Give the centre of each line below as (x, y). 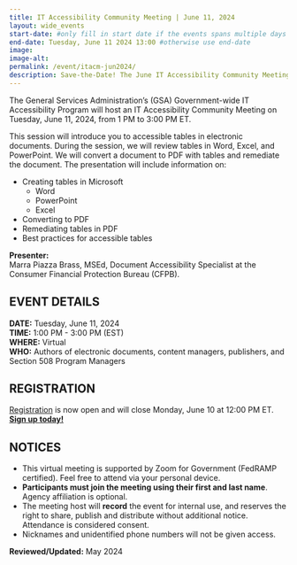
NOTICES (35, 447)
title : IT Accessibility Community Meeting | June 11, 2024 (122, 17)
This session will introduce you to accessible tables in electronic (126, 136)
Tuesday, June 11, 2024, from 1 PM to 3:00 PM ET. (100, 119)
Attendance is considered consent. (86, 525)
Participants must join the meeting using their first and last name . (145, 487)
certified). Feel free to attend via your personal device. (121, 478)
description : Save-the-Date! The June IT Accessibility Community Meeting (150, 75)
